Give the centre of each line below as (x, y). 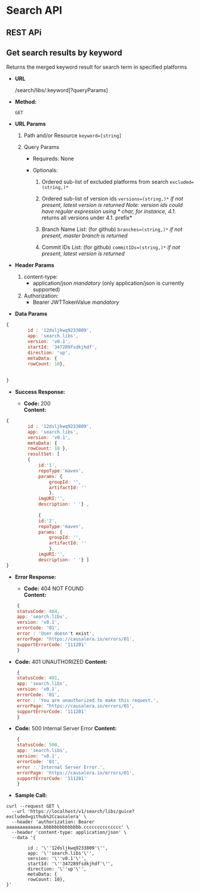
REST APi (24, 33)
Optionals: (45, 170)
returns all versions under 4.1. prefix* (87, 218)
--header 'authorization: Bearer (53, 822)
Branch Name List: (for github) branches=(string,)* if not (112, 229)
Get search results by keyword (64, 52)
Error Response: (36, 577)
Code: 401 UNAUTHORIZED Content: (61, 662)
